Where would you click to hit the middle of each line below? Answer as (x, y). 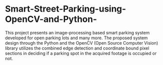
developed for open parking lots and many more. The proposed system (76, 38)
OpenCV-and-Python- (51, 19)
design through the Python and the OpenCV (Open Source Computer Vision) (81, 43)
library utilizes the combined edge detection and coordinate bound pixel (77, 48)
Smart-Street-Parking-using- (66, 9)
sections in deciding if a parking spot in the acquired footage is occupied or (81, 53)
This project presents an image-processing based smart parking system (77, 32)
